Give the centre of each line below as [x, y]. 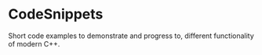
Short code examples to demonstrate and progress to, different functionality [131, 36]
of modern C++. [34, 43]
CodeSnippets [56, 14]
